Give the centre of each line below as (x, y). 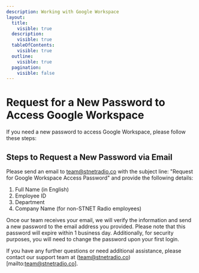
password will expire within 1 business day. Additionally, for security (90, 233)
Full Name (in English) (42, 189)
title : (20, 23)
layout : (16, 17)
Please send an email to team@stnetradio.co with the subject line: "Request (99, 172)
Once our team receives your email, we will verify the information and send (99, 220)
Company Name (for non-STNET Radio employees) (78, 208)
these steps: (22, 138)
